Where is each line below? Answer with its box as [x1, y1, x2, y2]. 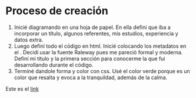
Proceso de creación [5, 4, 108, 18]
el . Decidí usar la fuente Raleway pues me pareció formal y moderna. [14, 48, 183, 55]
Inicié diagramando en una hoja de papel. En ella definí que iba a [14, 24, 171, 31]
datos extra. [14, 36, 44, 43]
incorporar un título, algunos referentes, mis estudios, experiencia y [14, 30, 179, 37]
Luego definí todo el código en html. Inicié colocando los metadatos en [14, 43, 187, 50]
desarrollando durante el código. [14, 61, 94, 68]
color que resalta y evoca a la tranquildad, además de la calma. [14, 74, 168, 81]
